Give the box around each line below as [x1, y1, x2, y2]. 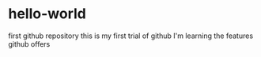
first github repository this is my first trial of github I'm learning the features [8, 31, 254, 40]
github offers [8, 39, 51, 48]
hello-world [8, 5, 87, 23]
